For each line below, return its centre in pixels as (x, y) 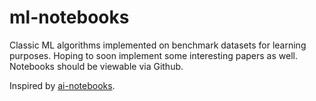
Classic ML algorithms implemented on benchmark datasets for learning (158, 45)
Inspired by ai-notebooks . (62, 85)
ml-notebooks (69, 17)
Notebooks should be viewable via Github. (96, 66)
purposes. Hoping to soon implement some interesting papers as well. (153, 55)
